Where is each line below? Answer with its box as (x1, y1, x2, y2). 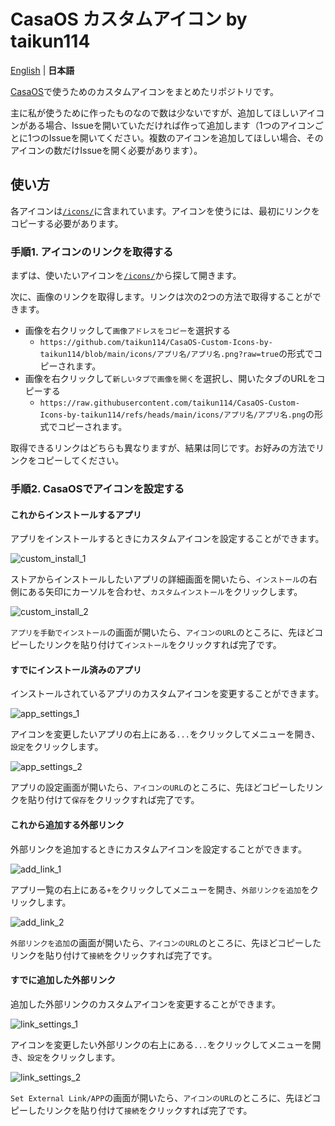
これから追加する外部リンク (10, 818, 125, 830)
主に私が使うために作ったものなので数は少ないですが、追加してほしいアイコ (10, 106, 325, 119)
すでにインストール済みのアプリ (10, 663, 142, 675)
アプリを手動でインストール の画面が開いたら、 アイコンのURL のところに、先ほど (10, 626, 315, 639)
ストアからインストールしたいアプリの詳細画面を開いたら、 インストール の (10, 573, 309, 585)
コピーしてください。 (36, 455, 125, 467)
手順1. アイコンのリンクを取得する (10, 245, 174, 259)
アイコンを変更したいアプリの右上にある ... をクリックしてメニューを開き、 (10, 728, 321, 740)
